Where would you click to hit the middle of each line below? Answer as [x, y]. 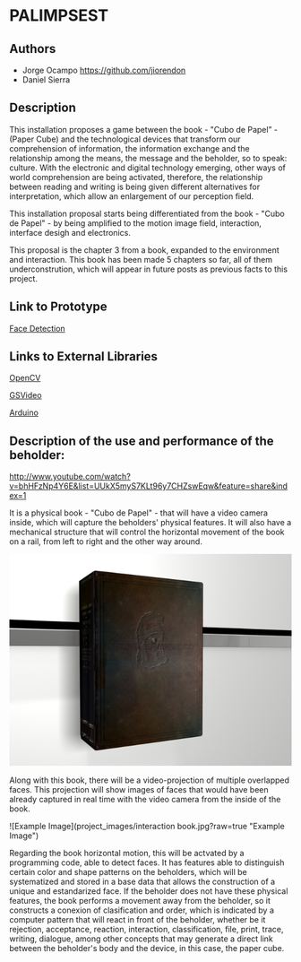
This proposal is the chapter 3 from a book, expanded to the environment [144, 250]
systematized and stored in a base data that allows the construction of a [142, 882]
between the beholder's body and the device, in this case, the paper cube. [147, 949]
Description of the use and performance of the [142, 441]
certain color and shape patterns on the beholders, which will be [129, 872]
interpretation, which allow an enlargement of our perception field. [132, 196]
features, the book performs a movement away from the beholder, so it [140, 901]
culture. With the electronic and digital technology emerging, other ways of [148, 168]
